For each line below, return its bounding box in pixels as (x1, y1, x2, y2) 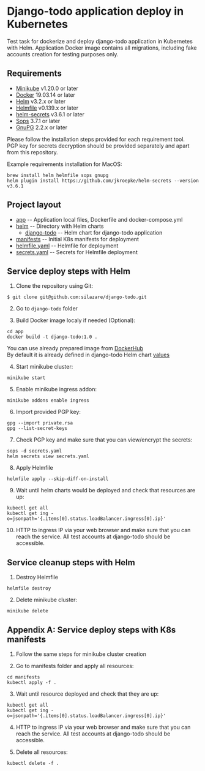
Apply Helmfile (15, 464, 54, 472)
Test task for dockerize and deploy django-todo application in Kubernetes (7, 37, 193, 45)
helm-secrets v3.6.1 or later (15, 110, 85, 118)
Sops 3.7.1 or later (15, 117, 61, 124)
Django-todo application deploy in (7, 4, 184, 18)
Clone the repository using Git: (15, 282, 94, 290)
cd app (7, 329, 24, 335)
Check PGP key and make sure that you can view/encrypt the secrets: (15, 436, 193, 443)
